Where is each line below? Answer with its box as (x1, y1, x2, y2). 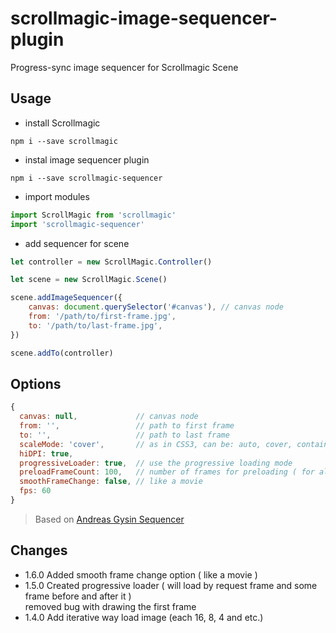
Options (10, 375, 62, 392)
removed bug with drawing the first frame (24, 600, 197, 612)
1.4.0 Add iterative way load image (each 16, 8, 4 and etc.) (24, 611, 264, 623)
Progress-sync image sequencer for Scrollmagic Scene (10, 61, 239, 73)
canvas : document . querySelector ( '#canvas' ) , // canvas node (28, 302, 284, 312)
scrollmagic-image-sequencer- (10, 7, 278, 30)
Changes (10, 542, 68, 559)
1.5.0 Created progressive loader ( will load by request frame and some (24, 579, 318, 591)
